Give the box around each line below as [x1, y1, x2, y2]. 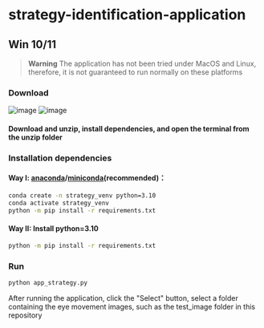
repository [8, 310, 43, 320]
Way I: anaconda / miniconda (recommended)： [8, 173, 166, 183]
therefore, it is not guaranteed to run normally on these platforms [27, 67, 243, 77]
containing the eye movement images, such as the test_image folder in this [8, 302, 255, 311]
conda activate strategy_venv [8, 199, 110, 207]
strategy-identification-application [8, 6, 246, 24]
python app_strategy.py [8, 279, 88, 287]
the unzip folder [8, 132, 63, 142]
